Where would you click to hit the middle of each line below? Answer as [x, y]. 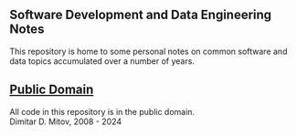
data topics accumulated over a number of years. [102, 61]
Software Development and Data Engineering [141, 15]
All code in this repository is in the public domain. [102, 111]
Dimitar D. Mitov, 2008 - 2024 [66, 121]
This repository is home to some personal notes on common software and [148, 51]
